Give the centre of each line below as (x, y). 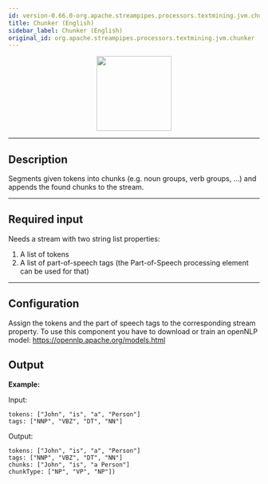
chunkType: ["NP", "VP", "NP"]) (62, 471)
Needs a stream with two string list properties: (84, 238)
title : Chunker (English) (51, 23)
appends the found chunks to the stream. (76, 187)
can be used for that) (54, 271)
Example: (24, 384)
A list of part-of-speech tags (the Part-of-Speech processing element (134, 262)
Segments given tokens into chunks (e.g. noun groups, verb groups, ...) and (132, 179)
